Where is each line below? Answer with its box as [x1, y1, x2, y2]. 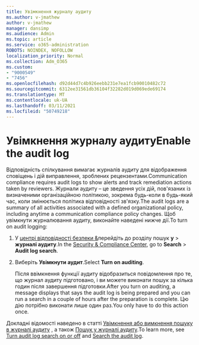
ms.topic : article [6, 36, 52, 42]
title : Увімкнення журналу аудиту [6, 8, 92, 15]
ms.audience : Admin [6, 31, 55, 37]
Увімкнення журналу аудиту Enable [6, 134, 191, 148]
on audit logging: [6, 223, 48, 230]
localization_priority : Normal [6, 53, 84, 59]
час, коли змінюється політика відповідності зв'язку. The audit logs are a [6, 197, 189, 205]
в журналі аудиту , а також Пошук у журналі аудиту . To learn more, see [6, 326, 185, 333]
